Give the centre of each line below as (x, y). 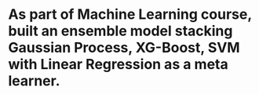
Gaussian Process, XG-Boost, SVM (124, 48)
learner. (34, 81)
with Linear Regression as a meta (119, 65)
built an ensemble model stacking (120, 31)
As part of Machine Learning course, (130, 14)
